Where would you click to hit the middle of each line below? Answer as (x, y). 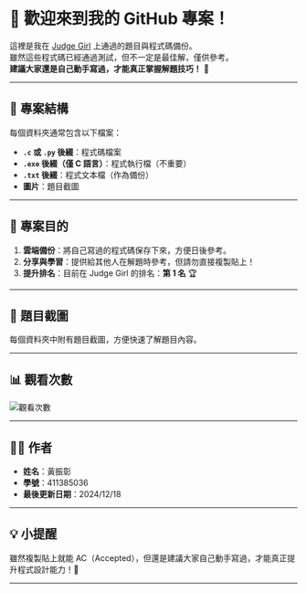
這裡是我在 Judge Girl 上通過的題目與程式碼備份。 (104, 46)
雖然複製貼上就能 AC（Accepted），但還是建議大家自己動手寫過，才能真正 (148, 557)
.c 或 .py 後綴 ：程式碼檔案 (72, 152)
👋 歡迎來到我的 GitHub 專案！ (120, 19)
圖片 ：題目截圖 (51, 186)
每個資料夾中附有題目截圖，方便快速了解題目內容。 (106, 340)
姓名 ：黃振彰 (47, 471)
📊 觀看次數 (41, 380)
